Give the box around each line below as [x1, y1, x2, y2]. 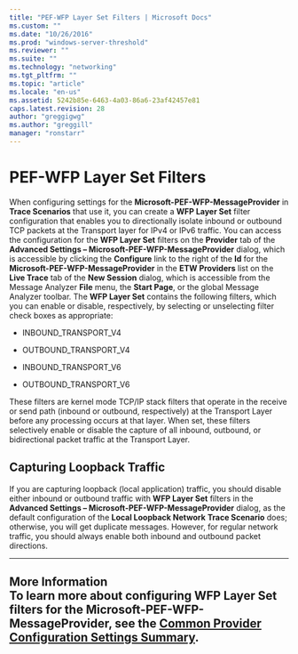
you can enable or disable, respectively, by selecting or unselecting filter [9, 300, 275, 311]
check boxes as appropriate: [9, 310, 114, 320]
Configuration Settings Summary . [9, 630, 200, 645]
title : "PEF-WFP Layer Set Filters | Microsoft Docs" [9, 12, 213, 22]
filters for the [9, 602, 84, 618]
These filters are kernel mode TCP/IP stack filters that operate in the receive [9, 396, 287, 407]
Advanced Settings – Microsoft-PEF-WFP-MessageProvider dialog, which [9, 244, 286, 254]
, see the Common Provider [107, 616, 262, 632]
